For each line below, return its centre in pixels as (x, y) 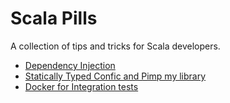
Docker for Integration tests (81, 86)
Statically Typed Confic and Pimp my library (115, 76)
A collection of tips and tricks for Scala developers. (115, 46)
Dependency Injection (70, 65)
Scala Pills (54, 18)
